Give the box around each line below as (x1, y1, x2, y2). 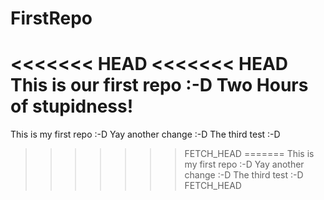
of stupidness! (10, 95, 134, 118)
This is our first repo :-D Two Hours (10, 74, 309, 97)
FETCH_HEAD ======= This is (184, 148, 315, 160)
